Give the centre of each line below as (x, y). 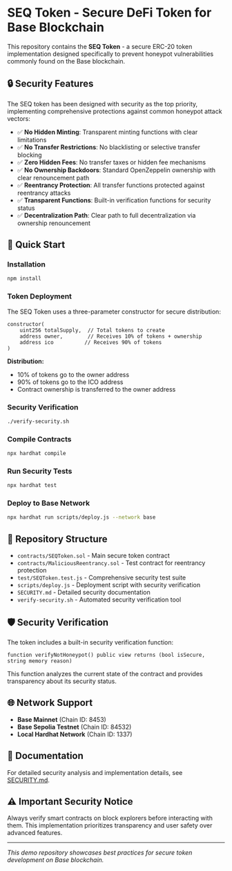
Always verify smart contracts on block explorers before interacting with (110, 818)
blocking (30, 155)
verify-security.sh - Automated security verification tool (99, 600)
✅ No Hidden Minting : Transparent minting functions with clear (107, 132)
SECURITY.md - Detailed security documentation (84, 593)
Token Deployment (40, 296)
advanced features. (35, 833)
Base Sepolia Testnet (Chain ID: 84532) (74, 727)
